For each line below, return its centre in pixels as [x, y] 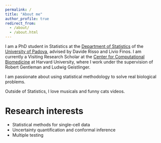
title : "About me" [24, 14]
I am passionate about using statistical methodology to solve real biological [81, 77]
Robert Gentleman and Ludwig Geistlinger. [48, 67]
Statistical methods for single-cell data [51, 124]
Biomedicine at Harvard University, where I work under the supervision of [79, 62]
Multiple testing [28, 135]
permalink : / [18, 10]
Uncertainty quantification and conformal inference [64, 130]
